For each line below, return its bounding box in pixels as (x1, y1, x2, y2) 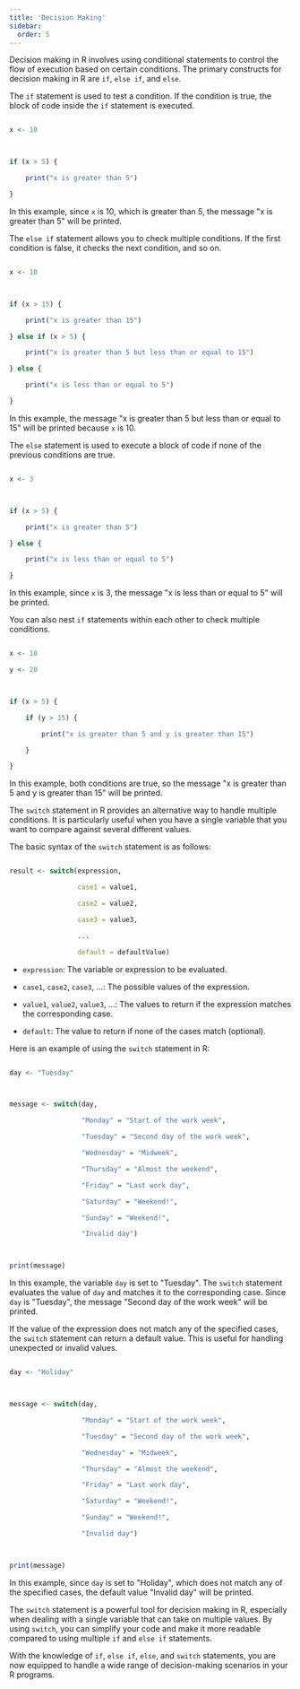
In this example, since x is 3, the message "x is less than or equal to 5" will (9, 588, 284, 598)
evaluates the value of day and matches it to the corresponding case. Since (9, 1287, 287, 1298)
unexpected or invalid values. (9, 1343, 118, 1354)
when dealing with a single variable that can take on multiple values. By (9, 1614, 273, 1624)
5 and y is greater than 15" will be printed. (9, 788, 163, 798)
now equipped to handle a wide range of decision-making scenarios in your (9, 1659, 288, 1670)
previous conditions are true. (9, 449, 116, 460)
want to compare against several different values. (9, 824, 193, 835)
